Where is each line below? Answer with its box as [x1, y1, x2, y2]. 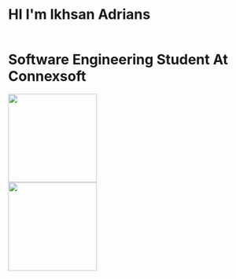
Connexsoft [8, 68, 87, 86]
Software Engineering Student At [8, 51, 228, 68]
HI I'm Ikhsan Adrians [8, 6, 151, 24]
